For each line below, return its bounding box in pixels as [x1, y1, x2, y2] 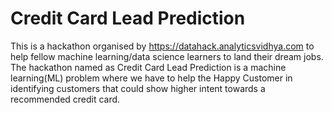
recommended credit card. [10, 93, 121, 105]
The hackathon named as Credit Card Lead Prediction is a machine [10, 61, 287, 73]
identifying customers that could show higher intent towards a [10, 82, 266, 94]
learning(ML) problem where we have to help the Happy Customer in [10, 72, 293, 84]
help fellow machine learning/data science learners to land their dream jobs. [10, 50, 324, 62]
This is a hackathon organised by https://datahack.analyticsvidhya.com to [10, 40, 315, 52]
